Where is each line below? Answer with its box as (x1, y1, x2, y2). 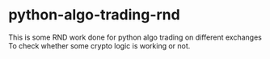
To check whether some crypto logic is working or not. (8, 40, 191, 50)
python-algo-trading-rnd (8, 6, 180, 24)
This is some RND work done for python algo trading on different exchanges (8, 32, 263, 42)
